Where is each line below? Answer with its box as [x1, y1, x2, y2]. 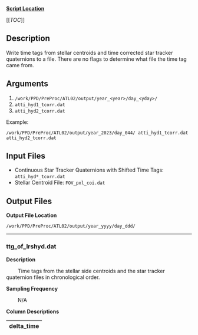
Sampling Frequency [6, 285, 58, 292]
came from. [6, 61, 34, 68]
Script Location [6, 5, 45, 12]
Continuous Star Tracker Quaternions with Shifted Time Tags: [14, 166, 164, 173]
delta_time [9, 321, 39, 330]
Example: [6, 118, 29, 126]
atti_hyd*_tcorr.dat [14, 174, 65, 180]
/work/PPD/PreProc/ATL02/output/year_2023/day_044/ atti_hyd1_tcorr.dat [6, 130, 189, 136]
